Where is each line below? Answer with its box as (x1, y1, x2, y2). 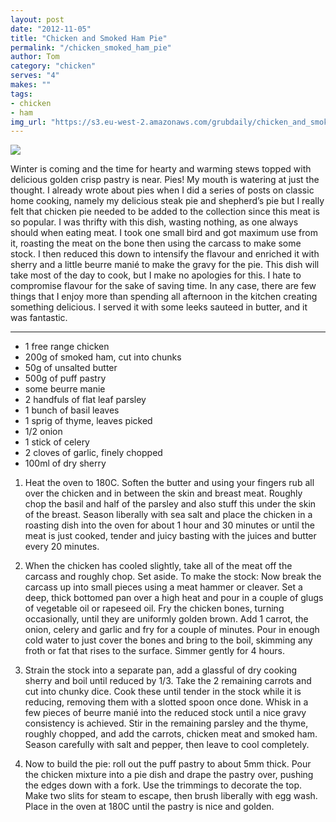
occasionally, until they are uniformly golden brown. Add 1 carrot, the (24, 613, 309, 625)
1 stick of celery (24, 436, 90, 448)
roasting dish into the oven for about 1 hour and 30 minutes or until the (24, 519, 315, 531)
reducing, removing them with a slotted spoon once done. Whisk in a (24, 696, 309, 708)
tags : (10, 89, 33, 99)
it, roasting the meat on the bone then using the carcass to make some (10, 237, 302, 250)
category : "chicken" (10, 61, 97, 71)
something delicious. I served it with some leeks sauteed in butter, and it (10, 301, 308, 313)
